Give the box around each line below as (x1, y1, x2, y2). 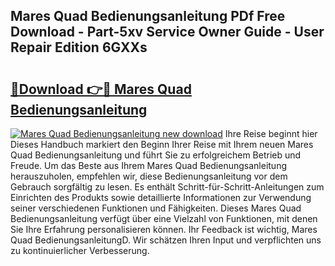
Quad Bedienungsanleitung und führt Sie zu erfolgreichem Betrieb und (10, 149, 302, 161)
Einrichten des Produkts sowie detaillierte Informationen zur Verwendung (10, 192, 312, 203)
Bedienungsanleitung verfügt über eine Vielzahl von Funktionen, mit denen (10, 213, 318, 224)
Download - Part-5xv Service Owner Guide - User (10, 24, 325, 41)
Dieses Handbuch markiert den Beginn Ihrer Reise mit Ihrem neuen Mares (10, 139, 314, 150)
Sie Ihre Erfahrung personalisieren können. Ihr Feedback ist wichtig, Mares (10, 224, 318, 235)
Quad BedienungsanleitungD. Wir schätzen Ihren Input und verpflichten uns (10, 234, 322, 246)
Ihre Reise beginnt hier (224, 128, 318, 139)
